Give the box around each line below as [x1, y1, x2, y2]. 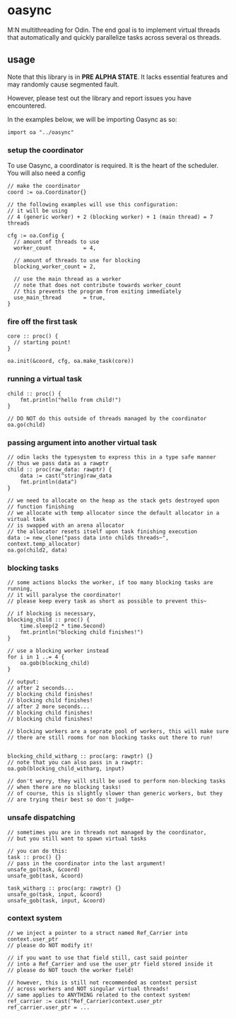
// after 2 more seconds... [7, 703, 90, 710]
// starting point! [13, 339, 71, 346]
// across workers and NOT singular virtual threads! [7, 985, 170, 992]
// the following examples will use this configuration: [7, 201, 179, 208]
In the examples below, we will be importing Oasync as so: [7, 115, 178, 123]
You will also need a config [7, 169, 86, 177]
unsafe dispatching [7, 812, 76, 822]
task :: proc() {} [7, 854, 61, 861]
